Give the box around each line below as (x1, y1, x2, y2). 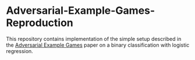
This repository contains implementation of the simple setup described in (6, 35, 182, 42)
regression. (6, 47, 33, 54)
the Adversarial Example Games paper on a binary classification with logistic (6, 42, 190, 48)
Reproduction (6, 16, 74, 29)
